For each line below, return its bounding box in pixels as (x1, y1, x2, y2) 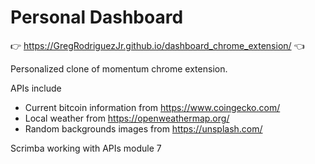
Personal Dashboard (10, 6, 184, 29)
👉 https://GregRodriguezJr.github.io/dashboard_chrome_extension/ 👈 (10, 39, 305, 51)
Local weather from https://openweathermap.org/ (24, 112, 230, 124)
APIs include (10, 82, 62, 94)
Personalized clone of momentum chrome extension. (10, 62, 228, 75)
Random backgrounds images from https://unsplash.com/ (24, 122, 263, 135)
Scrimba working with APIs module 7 (10, 142, 162, 154)
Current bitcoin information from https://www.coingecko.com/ (24, 101, 281, 113)
